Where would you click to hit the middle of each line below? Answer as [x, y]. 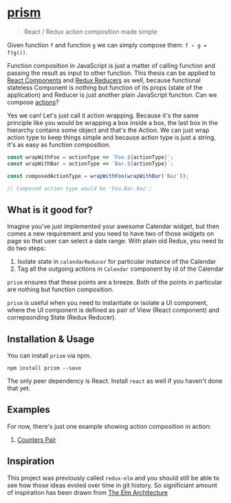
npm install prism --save [44, 368]
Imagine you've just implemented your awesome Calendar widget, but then [113, 226]
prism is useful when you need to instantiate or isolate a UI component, [108, 303]
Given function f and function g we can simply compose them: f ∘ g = [107, 45]
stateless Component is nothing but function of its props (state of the [105, 87]
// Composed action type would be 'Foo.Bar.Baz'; [80, 188]
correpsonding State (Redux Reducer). [62, 317]
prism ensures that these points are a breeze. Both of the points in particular [115, 282]
